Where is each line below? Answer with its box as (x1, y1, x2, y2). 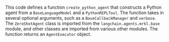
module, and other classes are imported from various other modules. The (5, 26, 158, 32)
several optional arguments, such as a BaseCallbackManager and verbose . (5, 15, 156, 21)
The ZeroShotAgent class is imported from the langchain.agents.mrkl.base (5, 20, 160, 26)
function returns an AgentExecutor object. (5, 31, 92, 37)
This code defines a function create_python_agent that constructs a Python (5, 5, 162, 10)
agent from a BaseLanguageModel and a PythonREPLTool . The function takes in (5, 10, 164, 16)
